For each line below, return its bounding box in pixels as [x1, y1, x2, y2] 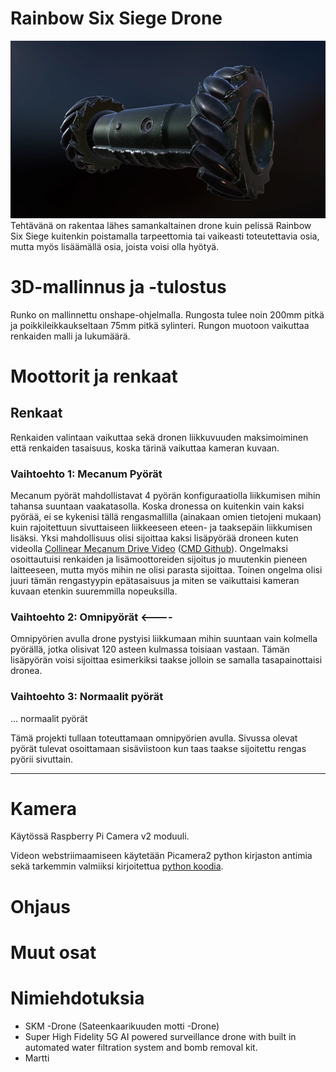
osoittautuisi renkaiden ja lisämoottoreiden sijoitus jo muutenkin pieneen [10, 553, 308, 565]
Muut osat [10, 941, 97, 964]
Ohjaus [10, 895, 71, 918]
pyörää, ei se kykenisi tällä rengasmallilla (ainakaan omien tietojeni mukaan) [10, 510, 322, 522]
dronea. [10, 665, 43, 677]
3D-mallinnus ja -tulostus [10, 275, 227, 298]
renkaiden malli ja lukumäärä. [10, 330, 131, 342]
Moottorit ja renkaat [10, 365, 178, 387]
